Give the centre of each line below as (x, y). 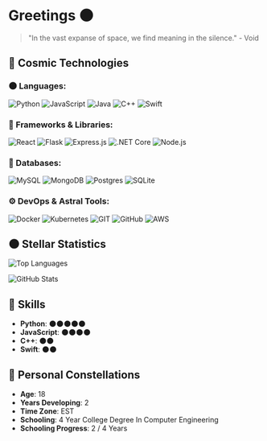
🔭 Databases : (35, 163)
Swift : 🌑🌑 (38, 349)
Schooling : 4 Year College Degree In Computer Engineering (119, 419)
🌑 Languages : (37, 86)
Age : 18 (33, 394)
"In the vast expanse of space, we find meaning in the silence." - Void (144, 38)
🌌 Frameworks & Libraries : (61, 125)
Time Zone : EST (47, 411)
